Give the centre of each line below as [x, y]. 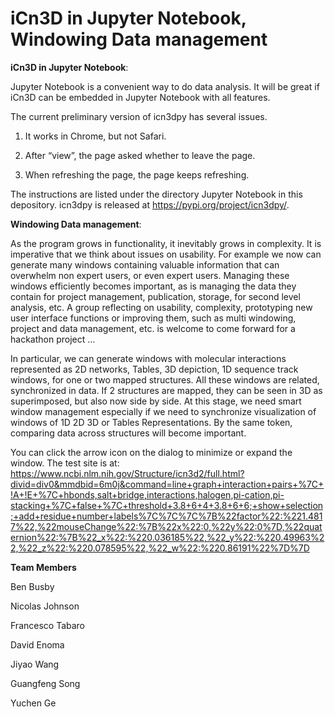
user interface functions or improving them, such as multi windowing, [153, 318]
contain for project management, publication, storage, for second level [155, 296]
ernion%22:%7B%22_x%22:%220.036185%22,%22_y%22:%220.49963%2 [167, 537]
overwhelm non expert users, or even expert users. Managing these [150, 275]
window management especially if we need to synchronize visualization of [163, 411]
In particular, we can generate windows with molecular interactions [148, 358]
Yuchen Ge [33, 703]
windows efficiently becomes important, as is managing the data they [153, 286]
